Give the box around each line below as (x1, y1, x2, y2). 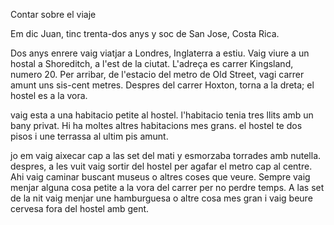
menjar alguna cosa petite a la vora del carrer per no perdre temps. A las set (10, 182, 325, 193)
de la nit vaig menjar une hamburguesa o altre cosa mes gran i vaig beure (10, 192, 313, 204)
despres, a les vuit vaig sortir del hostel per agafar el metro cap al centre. (10, 160, 313, 172)
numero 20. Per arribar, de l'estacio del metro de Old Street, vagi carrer (10, 69, 305, 80)
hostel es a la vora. (10, 90, 88, 101)
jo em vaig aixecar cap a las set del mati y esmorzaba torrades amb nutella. (10, 150, 322, 161)
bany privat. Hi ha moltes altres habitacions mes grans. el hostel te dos (10, 120, 303, 131)
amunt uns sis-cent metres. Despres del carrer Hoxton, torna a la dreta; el (10, 79, 315, 91)
